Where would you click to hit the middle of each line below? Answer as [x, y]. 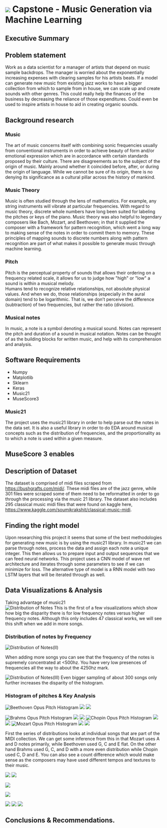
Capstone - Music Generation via [82, 9]
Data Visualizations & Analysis [54, 590]
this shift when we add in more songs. [44, 623]
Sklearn [20, 382]
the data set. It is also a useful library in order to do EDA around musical [79, 428]
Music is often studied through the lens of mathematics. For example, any [81, 201]
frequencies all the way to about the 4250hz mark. [57, 668]
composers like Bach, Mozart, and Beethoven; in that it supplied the [75, 222]
